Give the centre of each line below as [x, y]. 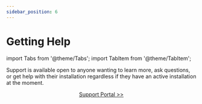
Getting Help [39, 41]
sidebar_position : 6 [32, 12]
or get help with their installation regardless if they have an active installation [101, 76]
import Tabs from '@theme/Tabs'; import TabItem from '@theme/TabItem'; [99, 58]
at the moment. [25, 82]
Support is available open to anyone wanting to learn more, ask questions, [98, 70]
